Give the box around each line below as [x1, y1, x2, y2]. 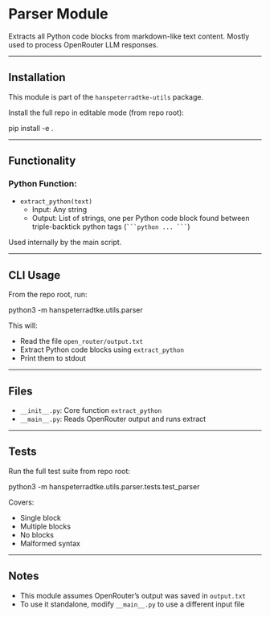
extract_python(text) [19, 198, 92, 206]
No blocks [19, 529, 55, 539]
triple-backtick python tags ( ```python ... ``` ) [31, 222, 190, 231]
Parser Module [8, 5, 108, 23]
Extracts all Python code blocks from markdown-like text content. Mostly [8, 31, 250, 41]
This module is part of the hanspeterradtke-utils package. [8, 92, 203, 101]
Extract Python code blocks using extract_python [19, 345, 185, 354]
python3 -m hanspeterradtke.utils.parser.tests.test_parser [8, 481, 200, 491]
